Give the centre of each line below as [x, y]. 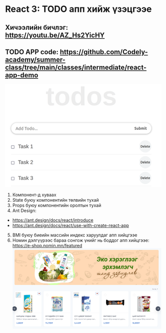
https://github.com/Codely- [104, 52]
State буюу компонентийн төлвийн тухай [55, 200]
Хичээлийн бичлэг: [37, 28]
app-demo [22, 75]
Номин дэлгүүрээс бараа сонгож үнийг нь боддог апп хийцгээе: [81, 240]
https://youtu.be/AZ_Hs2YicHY [55, 35]
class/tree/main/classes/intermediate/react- [76, 67]
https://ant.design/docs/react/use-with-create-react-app [71, 225]
